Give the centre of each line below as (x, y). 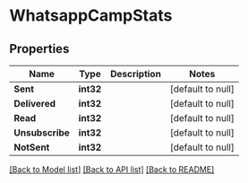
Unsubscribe (42, 133)
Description (136, 74)
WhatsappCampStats (91, 16)
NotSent (32, 147)
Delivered (35, 104)
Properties (39, 49)
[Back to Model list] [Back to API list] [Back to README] (112, 170)
